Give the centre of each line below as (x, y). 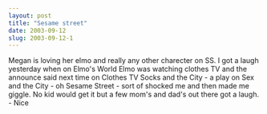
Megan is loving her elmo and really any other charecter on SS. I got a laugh (133, 61)
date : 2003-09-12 (37, 30)
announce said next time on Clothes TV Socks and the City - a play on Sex (131, 77)
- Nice (19, 103)
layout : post (30, 16)
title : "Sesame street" (48, 23)
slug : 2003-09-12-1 (41, 38)
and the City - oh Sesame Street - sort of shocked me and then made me (129, 86)
